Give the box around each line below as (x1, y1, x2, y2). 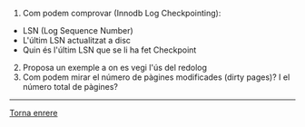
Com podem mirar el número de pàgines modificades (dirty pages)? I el (22, 72, 290, 83)
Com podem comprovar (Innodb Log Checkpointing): (22, 8, 221, 18)
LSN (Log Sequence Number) (22, 25, 133, 35)
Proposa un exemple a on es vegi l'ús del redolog (22, 63, 207, 73)
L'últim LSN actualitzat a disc (22, 35, 132, 45)
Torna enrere (9, 108, 58, 118)
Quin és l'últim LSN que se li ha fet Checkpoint (22, 44, 197, 55)
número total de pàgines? (22, 82, 119, 92)
